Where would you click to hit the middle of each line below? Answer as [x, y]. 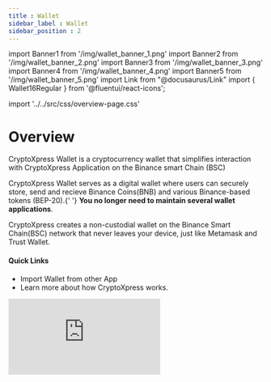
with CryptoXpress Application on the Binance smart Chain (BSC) [117, 168]
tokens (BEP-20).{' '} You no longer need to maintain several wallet [122, 201]
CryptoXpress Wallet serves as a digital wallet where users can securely [129, 184]
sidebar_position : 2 [45, 31]
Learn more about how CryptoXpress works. [94, 287]
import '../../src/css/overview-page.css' [74, 104]
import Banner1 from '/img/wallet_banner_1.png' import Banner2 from [123, 54]
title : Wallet [34, 16]
